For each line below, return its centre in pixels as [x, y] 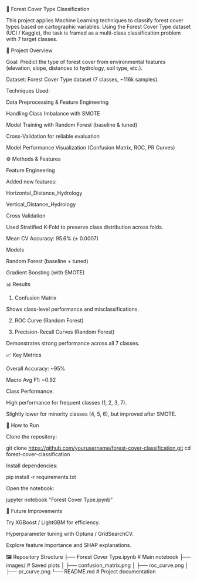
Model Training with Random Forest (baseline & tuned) [72, 125]
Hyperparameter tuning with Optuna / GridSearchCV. [70, 534]
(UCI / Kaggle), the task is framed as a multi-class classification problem [94, 33]
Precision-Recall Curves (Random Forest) [64, 332]
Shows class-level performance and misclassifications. [73, 309]
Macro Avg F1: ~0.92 [31, 380]
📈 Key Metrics [24, 355]
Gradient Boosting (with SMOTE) [45, 272]
